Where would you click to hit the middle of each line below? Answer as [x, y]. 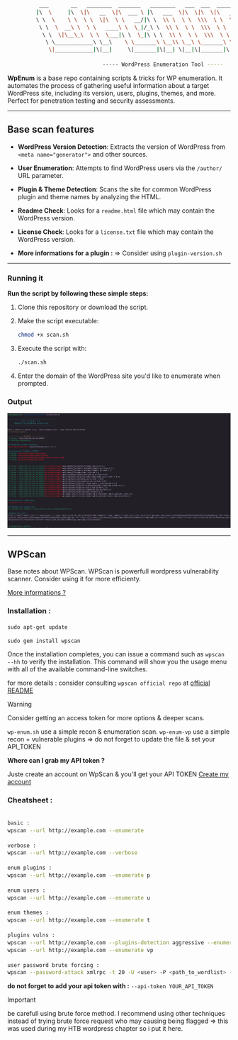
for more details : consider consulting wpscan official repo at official [109, 683]
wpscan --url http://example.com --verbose [73, 853]
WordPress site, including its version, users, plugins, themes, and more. [112, 93]
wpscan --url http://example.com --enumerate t [79, 920]
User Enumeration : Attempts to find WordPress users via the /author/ [120, 168]
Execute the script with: [52, 348]
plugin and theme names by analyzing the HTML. [89, 196]
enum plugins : [30, 868]
